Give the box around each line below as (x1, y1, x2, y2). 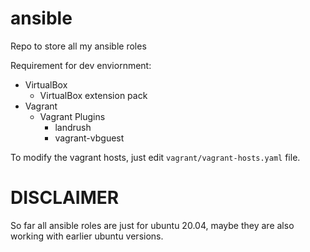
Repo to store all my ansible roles (10, 40, 147, 52)
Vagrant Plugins (39, 110, 106, 122)
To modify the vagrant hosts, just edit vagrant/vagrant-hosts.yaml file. (10, 151, 301, 163)
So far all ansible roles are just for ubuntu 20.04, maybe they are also (10, 219, 295, 231)
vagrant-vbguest (54, 132, 125, 144)
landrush (54, 121, 92, 133)
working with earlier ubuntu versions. (10, 230, 164, 242)
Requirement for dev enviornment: (10, 59, 152, 71)
